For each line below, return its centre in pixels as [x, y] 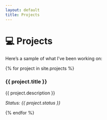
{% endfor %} [20, 112]
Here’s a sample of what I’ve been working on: [54, 59]
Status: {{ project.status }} [33, 103]
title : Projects [22, 15]
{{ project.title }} [26, 82]
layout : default [22, 10]
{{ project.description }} [30, 93]
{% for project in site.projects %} [40, 68]
